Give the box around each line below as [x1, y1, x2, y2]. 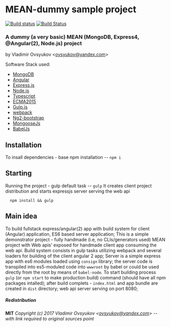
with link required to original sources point [5, 315, 94, 321]
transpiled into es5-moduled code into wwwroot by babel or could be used [5, 263, 159, 270]
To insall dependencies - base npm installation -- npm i [5, 154, 121, 160]
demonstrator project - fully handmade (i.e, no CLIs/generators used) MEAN [5, 236, 166, 242]
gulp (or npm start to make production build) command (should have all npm [5, 274, 166, 280]
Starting [5, 169, 32, 178]
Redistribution [5, 297, 37, 303]
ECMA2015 [12, 98, 37, 105]
